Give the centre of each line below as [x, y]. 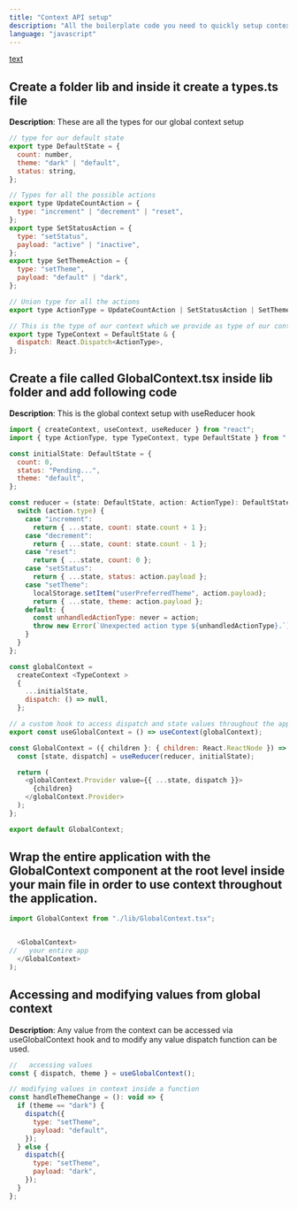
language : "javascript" [53, 34]
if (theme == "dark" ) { [61, 1106]
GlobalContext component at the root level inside [147, 871]
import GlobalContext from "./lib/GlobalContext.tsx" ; [112, 919]
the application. [53, 899]
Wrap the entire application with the [110, 857]
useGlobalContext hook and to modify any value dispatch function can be [143, 1039]
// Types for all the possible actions [83, 196]
